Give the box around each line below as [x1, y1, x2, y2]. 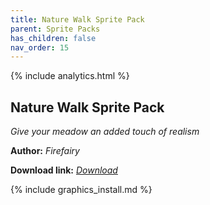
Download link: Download [10, 164, 118, 176]
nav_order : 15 [10, 42, 70, 53]
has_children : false [10, 33, 97, 43]
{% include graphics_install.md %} [10, 184, 153, 196]
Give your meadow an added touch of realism [10, 126, 200, 138]
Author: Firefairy [10, 145, 80, 157]
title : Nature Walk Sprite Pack [10, 14, 145, 25]
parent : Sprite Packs [10, 24, 101, 34]
